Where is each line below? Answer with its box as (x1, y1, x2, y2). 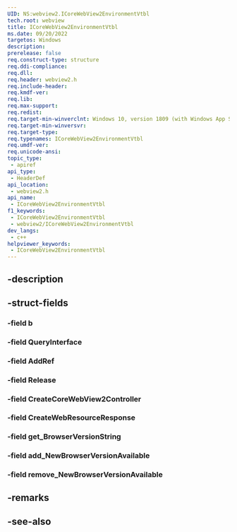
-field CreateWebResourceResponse (7, 413, 136, 422)
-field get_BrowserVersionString (7, 432, 121, 442)
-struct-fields (7, 297, 68, 309)
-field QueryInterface (7, 337, 83, 347)
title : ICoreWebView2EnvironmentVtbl (7, 23, 119, 30)
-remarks (7, 492, 49, 504)
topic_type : (7, 155, 42, 162)
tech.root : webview (7, 17, 65, 24)
